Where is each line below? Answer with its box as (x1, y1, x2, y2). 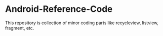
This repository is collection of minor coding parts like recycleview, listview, (5, 20, 159, 26)
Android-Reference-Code (5, 3, 113, 15)
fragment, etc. (5, 25, 34, 31)
